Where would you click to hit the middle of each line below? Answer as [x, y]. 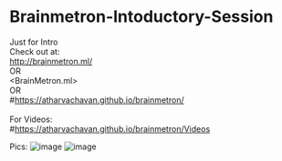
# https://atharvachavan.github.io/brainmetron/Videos [110, 128]
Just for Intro [34, 42]
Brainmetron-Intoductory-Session [141, 17]
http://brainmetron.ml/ [51, 61]
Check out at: [35, 51]
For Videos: [31, 119]
